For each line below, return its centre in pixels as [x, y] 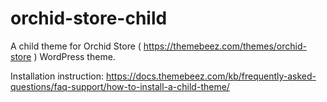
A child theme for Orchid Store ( [76, 46]
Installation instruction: [57, 76]
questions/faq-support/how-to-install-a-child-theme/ [120, 86]
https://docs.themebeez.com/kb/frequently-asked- [211, 76]
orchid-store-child [89, 18]
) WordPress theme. [74, 56]
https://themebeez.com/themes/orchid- [225, 46]
